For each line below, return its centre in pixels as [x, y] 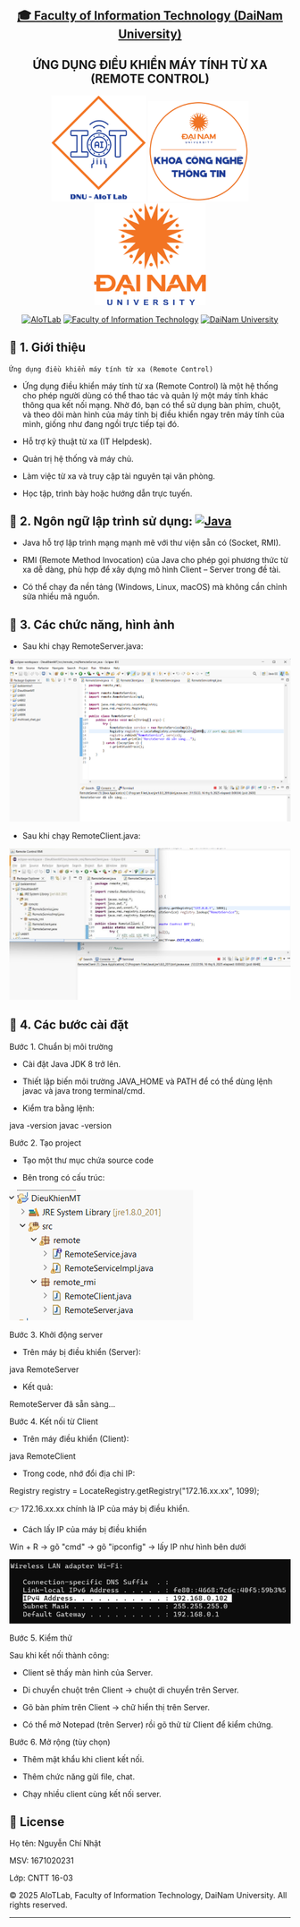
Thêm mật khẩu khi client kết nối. [83, 1759]
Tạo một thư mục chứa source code [88, 1160]
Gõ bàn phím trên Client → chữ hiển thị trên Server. [116, 1707]
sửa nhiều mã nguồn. [61, 597]
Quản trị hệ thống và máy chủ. [78, 458]
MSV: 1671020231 [42, 1861]
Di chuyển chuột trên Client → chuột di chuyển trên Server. [130, 1690]
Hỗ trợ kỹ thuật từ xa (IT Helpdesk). [87, 441]
